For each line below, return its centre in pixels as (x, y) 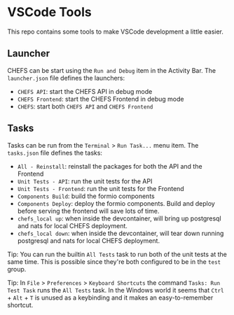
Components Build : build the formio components (86, 196)
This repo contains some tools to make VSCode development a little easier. (116, 31)
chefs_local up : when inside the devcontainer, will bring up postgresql (119, 218)
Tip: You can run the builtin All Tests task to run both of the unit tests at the (117, 254)
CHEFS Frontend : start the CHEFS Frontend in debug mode (101, 99)
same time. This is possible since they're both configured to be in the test (114, 261)
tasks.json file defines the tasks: (55, 153)
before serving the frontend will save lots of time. (88, 211)
